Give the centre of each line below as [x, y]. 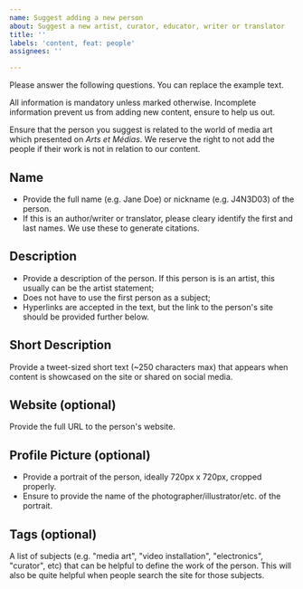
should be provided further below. [85, 317]
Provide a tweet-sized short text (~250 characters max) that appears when [149, 366]
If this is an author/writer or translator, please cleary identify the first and [157, 218]
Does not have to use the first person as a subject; [116, 297]
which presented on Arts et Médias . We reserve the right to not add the [142, 139]
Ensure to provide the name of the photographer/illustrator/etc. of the [151, 496]
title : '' [28, 34]
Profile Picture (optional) [80, 455]
